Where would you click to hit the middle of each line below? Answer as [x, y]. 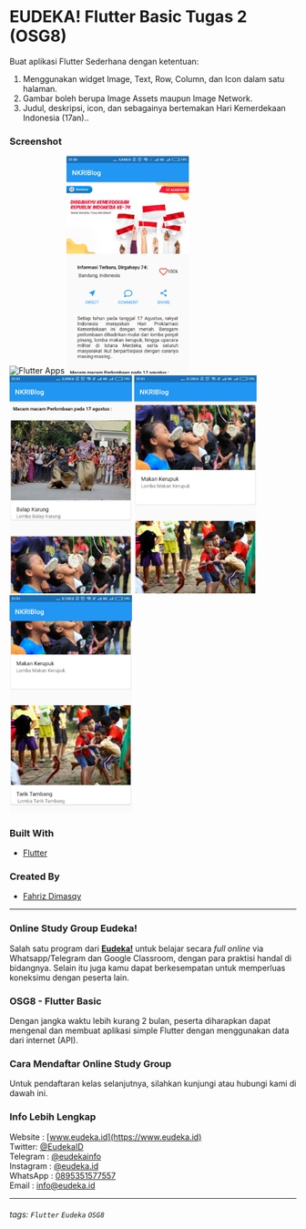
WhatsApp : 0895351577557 [63, 1175]
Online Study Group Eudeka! [74, 928]
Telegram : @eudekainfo [56, 1156]
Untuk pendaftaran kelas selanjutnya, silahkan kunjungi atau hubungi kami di [153, 1084]
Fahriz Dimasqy [52, 896]
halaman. [40, 88]
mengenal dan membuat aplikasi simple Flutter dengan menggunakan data [149, 1030]
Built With [32, 833]
